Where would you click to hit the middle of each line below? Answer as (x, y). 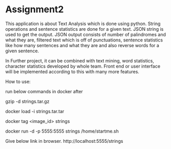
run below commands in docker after (44, 91)
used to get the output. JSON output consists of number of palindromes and (86, 34)
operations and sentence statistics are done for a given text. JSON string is (84, 29)
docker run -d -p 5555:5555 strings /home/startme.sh (62, 131)
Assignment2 (35, 9)
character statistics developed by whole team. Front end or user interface (83, 66)
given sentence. (22, 51)
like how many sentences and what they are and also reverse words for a (82, 45)
